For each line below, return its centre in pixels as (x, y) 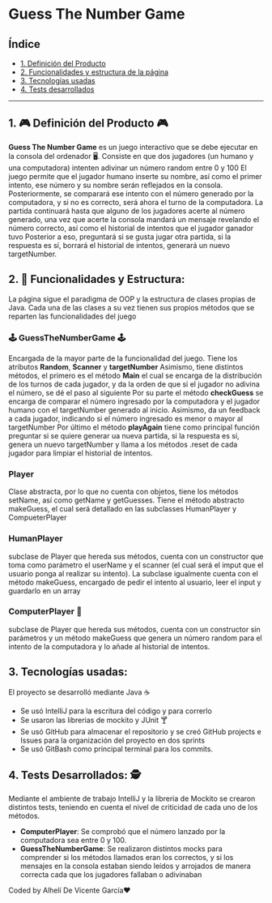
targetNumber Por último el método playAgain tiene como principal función (134, 427)
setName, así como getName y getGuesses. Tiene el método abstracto (126, 500)
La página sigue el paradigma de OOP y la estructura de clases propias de (132, 299)
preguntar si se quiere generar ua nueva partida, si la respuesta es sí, (124, 435)
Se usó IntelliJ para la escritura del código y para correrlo (116, 711)
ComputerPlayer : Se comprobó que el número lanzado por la (123, 832)
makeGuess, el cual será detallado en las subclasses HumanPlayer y (123, 509)
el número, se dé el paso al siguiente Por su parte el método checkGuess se (136, 392)
